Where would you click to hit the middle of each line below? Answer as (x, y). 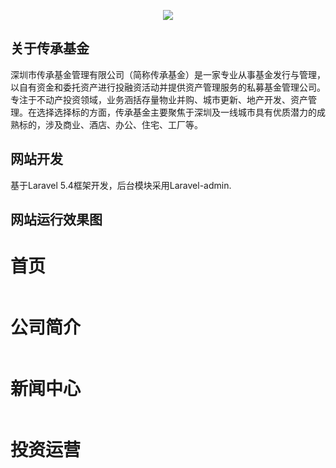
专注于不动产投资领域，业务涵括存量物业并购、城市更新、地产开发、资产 (159, 99)
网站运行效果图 (56, 220)
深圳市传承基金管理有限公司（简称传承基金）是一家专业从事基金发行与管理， (168, 74)
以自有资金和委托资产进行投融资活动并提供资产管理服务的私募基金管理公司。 (168, 87)
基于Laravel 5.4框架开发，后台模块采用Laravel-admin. (121, 185)
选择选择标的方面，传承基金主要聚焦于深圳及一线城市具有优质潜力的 (176, 112)
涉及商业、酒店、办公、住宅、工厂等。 (123, 124)
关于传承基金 (50, 48)
